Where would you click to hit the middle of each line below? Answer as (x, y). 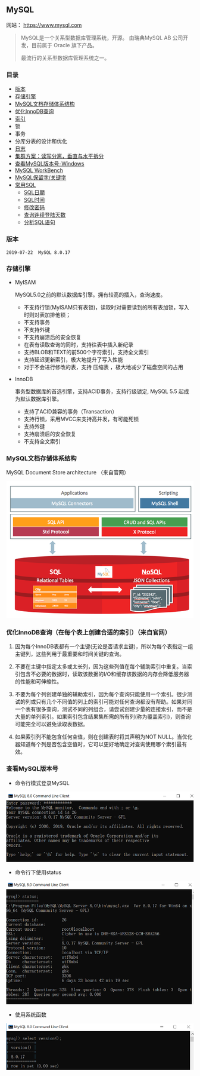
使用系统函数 (30, 1014)
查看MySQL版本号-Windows (49, 164)
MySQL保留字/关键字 (40, 177)
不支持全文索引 (42, 441)
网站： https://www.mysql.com (44, 25)
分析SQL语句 (39, 222)
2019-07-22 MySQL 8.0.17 (38, 253)
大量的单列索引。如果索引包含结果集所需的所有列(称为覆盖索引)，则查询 (103, 717)
